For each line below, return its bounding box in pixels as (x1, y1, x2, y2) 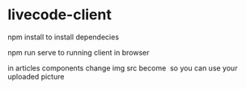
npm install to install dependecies (7, 32, 119, 42)
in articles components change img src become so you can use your (7, 63, 238, 73)
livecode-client (7, 6, 112, 24)
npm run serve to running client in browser (7, 47, 150, 57)
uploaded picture (7, 71, 65, 81)
